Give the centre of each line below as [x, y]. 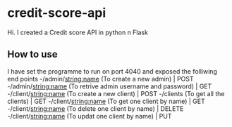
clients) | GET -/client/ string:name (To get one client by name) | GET [106, 101]
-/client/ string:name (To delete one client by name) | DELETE [96, 108]
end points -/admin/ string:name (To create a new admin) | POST [100, 79]
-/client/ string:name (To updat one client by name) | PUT [90, 116]
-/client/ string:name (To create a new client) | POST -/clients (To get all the [116, 93]
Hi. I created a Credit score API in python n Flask [78, 32]
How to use [32, 54]
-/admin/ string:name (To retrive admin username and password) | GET [110, 86]
